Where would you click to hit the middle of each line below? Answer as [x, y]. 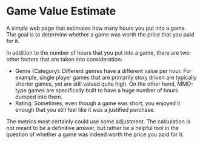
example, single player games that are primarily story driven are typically [106, 77]
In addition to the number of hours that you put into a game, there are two [98, 52]
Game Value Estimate [61, 11]
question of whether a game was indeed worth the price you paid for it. [95, 134]
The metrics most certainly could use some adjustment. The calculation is [98, 121]
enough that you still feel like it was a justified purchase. [85, 109]
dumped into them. [38, 97]
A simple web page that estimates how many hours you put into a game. [96, 28]
